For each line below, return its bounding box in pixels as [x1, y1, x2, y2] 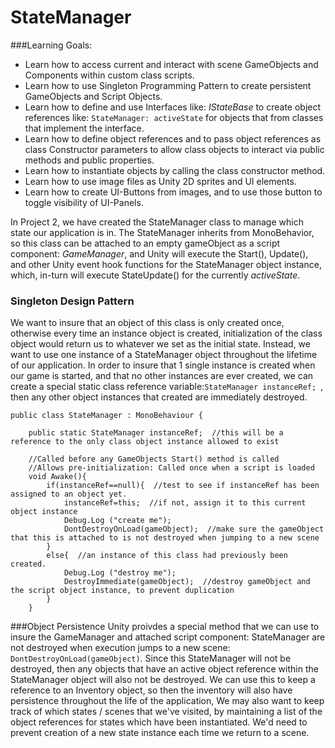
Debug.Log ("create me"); [63, 516, 172, 526]
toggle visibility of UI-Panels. [24, 196, 144, 208]
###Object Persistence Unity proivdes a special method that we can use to [10, 621, 320, 633]
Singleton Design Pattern [10, 294, 135, 308]
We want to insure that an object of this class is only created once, [10, 317, 285, 329]
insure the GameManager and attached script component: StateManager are [10, 631, 326, 643]
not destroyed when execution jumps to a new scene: [10, 642, 231, 654]
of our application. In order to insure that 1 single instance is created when [10, 359, 316, 371]
